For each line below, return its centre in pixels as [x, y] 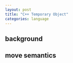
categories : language [27, 19]
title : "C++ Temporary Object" [37, 14]
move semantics [31, 55]
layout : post [18, 10]
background [24, 39]
